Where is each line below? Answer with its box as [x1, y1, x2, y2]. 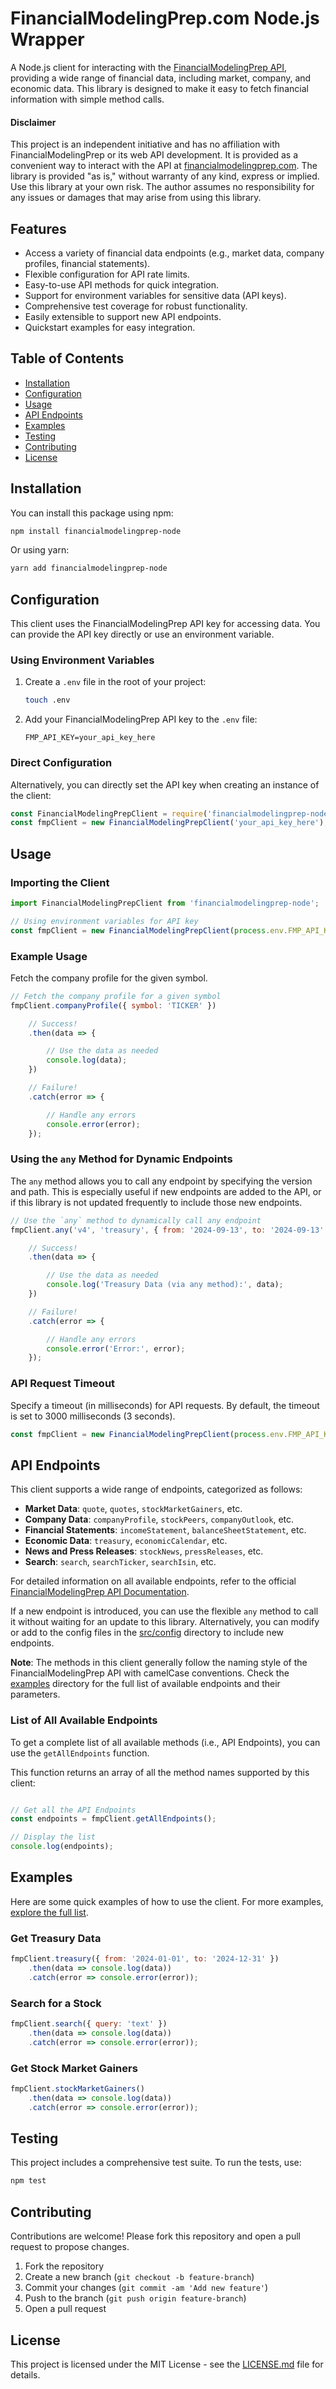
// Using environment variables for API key [10, 916, 199, 926]
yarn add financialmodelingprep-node [10, 563, 168, 574]
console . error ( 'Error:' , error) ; [46, 1343, 186, 1354]
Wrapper [10, 28, 85, 51]
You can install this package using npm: [10, 507, 174, 519]
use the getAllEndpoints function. [10, 1747, 150, 1759]
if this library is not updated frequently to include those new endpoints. [10, 1196, 303, 1208]
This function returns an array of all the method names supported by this [10, 1766, 310, 1778]
